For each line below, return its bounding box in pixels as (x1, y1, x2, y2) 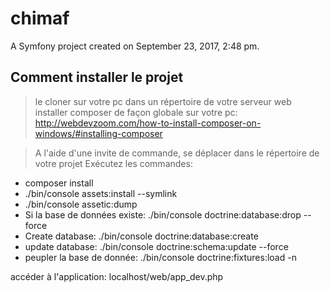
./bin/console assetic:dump (24, 198, 138, 210)
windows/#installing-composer (34, 127, 163, 139)
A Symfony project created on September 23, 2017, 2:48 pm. (10, 40, 260, 52)
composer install (24, 177, 94, 189)
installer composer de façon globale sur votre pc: (34, 106, 238, 118)
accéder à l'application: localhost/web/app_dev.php (10, 270, 224, 282)
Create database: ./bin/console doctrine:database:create (24, 230, 259, 242)
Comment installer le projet (10, 69, 184, 86)
